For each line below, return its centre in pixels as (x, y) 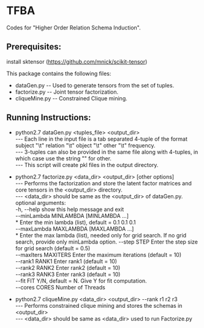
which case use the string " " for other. (63, 158)
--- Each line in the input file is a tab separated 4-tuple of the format (101, 139)
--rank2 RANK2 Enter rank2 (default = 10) (68, 267)
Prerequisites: (34, 47)
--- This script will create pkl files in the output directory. (87, 165)
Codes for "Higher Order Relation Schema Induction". (74, 28)
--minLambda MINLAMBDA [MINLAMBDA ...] (72, 215)
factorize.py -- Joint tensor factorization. (67, 92)
